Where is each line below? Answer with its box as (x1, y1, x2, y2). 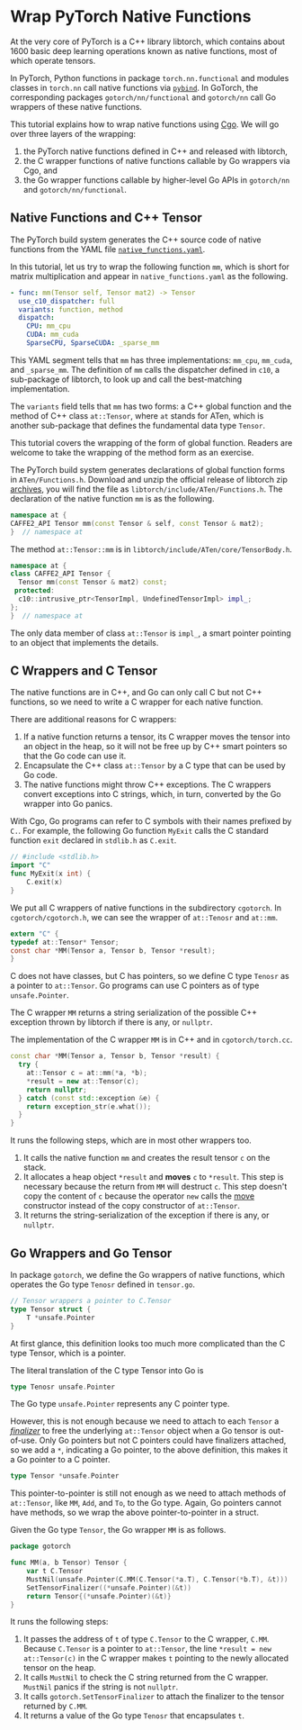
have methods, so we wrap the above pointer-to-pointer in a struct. (10, 1507, 260, 1518)
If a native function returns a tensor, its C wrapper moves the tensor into (22, 731, 290, 742)
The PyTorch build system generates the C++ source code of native (10, 234, 262, 245)
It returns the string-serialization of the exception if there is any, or (22, 1209, 270, 1221)
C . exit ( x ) (26, 878, 64, 887)
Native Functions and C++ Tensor (10, 210, 203, 226)
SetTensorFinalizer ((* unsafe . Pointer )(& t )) (26, 1583, 192, 1592)
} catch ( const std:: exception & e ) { (18, 1093, 160, 1102)
